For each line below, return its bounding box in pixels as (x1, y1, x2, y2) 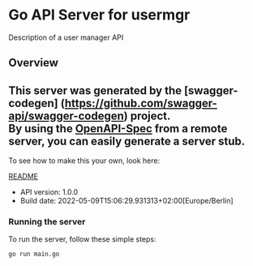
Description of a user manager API (8, 32, 124, 42)
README (8, 172, 39, 182)
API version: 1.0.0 (19, 187, 79, 197)
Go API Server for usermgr (8, 6, 191, 24)
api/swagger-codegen (8, 109, 124, 122)
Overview (8, 56, 59, 70)
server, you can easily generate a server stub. (8, 134, 246, 148)
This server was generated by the (8, 84, 182, 97)
